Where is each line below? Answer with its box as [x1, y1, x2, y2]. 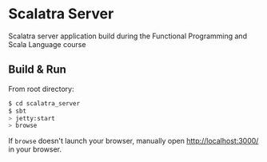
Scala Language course [8, 39, 86, 49]
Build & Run [8, 63, 66, 77]
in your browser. [8, 144, 62, 154]
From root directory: [8, 84, 74, 93]
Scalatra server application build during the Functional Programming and [8, 31, 248, 41]
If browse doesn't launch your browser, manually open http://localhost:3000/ [8, 136, 259, 146]
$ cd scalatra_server [8, 99, 81, 108]
